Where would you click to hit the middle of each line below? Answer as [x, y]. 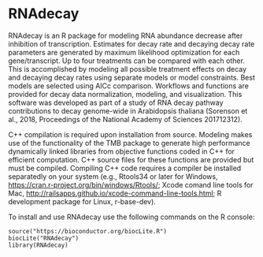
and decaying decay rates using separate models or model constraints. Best [132, 77]
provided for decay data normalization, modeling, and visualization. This [125, 94]
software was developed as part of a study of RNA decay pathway [116, 102]
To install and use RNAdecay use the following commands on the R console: [131, 217]
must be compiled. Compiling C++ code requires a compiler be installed [125, 168]
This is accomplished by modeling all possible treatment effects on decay [127, 69]
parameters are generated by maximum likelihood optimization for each [124, 52]
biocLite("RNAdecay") [44, 238]
